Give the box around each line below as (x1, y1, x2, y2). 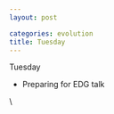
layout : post (9, 12, 58, 22)
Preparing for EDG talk (21, 79, 105, 90)
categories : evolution (9, 28, 94, 38)
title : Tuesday (9, 37, 66, 46)
